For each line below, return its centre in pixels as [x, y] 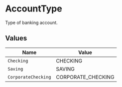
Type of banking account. [32, 22]
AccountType [34, 9]
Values [16, 38]
